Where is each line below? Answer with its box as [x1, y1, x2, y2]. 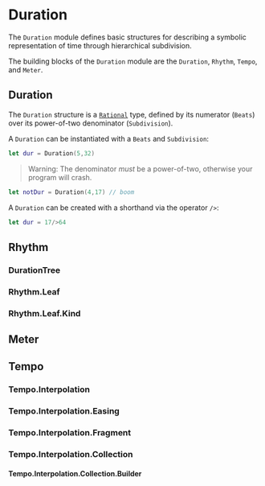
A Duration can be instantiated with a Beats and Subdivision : [8, 134, 210, 143]
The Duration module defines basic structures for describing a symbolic [8, 32, 247, 42]
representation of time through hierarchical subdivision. [8, 40, 193, 50]
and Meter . [8, 64, 43, 74]
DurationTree [8, 264, 61, 275]
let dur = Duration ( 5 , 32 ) [8, 149, 95, 158]
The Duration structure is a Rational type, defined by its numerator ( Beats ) [8, 109, 255, 119]
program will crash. [27, 172, 92, 182]
